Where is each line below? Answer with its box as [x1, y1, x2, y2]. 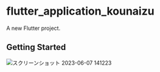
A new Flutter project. [6, 24, 61, 32]
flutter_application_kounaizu [6, 4, 155, 18]
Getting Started [6, 42, 66, 52]
